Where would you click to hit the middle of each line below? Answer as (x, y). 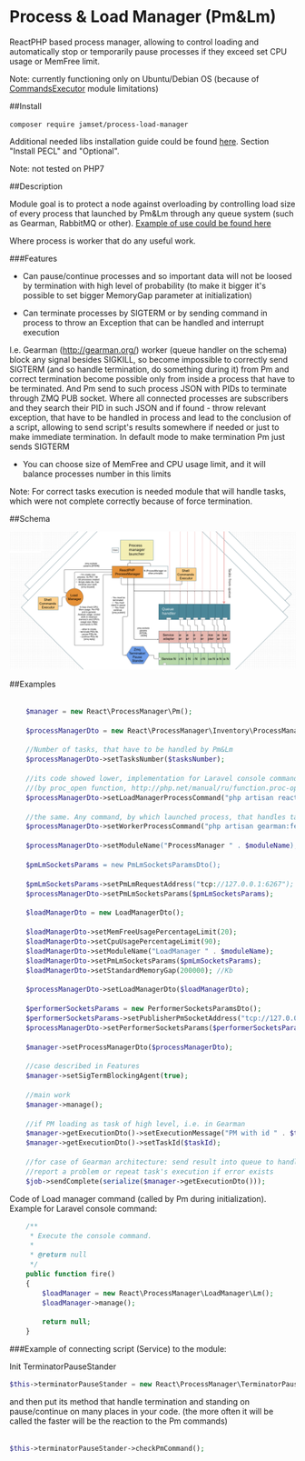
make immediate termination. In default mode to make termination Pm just (148, 436)
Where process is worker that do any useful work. (103, 240)
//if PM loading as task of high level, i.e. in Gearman (136, 1124)
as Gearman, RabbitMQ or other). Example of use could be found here (140, 223)
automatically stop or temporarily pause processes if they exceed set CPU (148, 51)
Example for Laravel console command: (84, 1208)
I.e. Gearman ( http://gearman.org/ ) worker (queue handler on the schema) (148, 350)
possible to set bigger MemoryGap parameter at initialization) (137, 295)
